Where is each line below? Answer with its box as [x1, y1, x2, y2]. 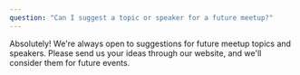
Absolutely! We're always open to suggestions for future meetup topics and [9, 38, 292, 49]
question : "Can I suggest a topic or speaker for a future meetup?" [9, 13, 274, 23]
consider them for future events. [9, 57, 131, 68]
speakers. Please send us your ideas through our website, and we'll [9, 47, 262, 59]
